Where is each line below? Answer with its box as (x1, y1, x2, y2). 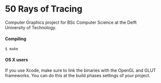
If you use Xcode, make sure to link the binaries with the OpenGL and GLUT (5, 67, 156, 73)
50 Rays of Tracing (5, 3, 82, 15)
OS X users (5, 57, 28, 63)
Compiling (5, 35, 27, 42)
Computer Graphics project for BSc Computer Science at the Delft (5, 19, 137, 25)
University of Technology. (5, 24, 57, 30)
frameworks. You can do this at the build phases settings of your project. (5, 73, 150, 79)
